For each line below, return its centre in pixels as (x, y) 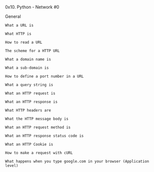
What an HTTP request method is (38, 127)
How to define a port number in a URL (44, 76)
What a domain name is (28, 59)
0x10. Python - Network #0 (32, 7)
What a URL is (19, 25)
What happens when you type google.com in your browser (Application (77, 161)
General (13, 16)
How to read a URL (24, 42)
